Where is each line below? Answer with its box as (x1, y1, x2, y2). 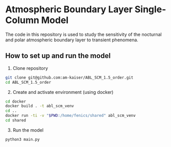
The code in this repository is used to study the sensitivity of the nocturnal (5, 31, 162, 37)
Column (5, 14, 39, 26)
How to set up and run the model (5, 52, 111, 60)
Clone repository (12, 65, 48, 71)
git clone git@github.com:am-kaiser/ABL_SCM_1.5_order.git (5, 75, 134, 80)
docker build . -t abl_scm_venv (5, 104, 74, 109)
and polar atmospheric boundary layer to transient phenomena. (5, 37, 139, 43)
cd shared (5, 118, 27, 123)
